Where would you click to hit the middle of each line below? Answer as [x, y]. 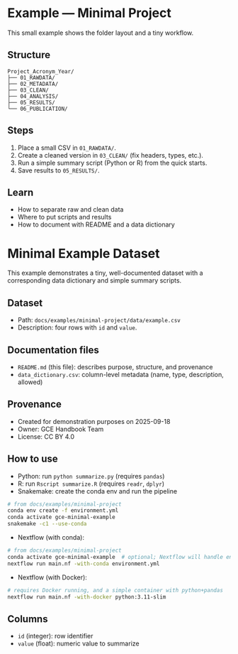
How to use [33, 459]
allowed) [30, 382]
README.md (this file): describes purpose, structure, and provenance [115, 366]
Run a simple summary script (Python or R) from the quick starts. [112, 163]
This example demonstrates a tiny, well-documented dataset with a [105, 273]
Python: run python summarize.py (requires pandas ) [91, 476]
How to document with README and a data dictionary [96, 224]
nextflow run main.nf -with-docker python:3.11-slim [87, 597]
